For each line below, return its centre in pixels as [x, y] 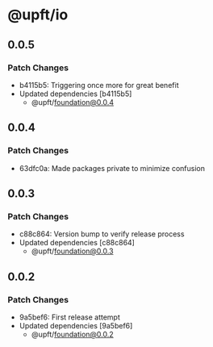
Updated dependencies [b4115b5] [75, 94]
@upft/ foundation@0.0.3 [72, 251]
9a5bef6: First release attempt [69, 317]
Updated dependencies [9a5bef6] [76, 325]
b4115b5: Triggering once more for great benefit [99, 85]
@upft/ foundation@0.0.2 [72, 334]
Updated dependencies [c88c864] [77, 243]
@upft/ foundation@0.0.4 [73, 102]
